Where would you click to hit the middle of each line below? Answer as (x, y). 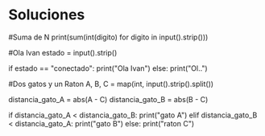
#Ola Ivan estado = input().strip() (63, 52)
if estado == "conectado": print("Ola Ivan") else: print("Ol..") (108, 68)
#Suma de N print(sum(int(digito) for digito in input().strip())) (108, 37)
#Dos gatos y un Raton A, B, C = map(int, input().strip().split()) (111, 84)
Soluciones (47, 15)
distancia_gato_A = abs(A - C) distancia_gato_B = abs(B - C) (108, 99)
